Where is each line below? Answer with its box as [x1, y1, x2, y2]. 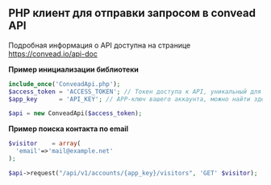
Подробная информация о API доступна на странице [8, 40, 191, 50]
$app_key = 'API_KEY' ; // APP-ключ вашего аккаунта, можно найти [8, 95, 251, 103]
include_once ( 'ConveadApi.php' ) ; [8, 80, 121, 88]
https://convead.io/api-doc [8, 48, 98, 59]
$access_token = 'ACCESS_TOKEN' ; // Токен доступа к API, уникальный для [8, 88, 262, 96]
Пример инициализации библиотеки [8, 64, 140, 74]
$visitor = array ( [8, 140, 81, 148]
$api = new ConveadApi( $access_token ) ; [8, 109, 143, 117]
